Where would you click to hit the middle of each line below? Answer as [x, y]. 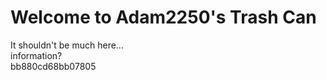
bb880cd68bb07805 [53, 66]
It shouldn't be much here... [67, 45]
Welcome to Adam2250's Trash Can [163, 17]
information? [36, 55]
